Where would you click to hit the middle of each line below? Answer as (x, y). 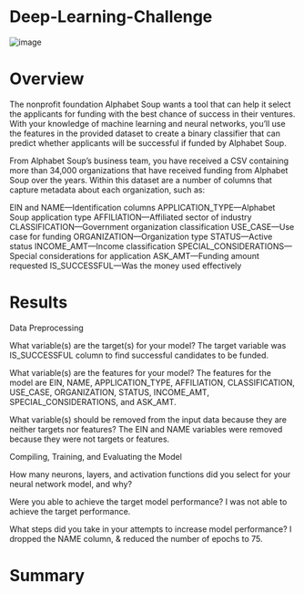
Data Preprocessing (46, 328)
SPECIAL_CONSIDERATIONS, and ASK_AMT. (93, 401)
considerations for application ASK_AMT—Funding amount (149, 255)
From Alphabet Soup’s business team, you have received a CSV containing (149, 161)
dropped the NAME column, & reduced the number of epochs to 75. (136, 538)
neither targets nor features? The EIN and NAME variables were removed (146, 429)
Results (39, 302)
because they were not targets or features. (90, 439)
